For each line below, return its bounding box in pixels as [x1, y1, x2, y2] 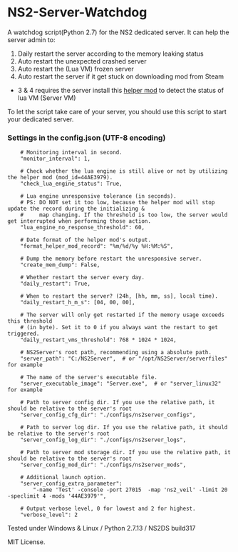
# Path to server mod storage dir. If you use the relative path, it [20, 449, 232, 456]
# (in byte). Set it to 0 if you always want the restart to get [20, 324, 219, 331]
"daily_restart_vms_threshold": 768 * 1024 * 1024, [20, 336, 177, 343]
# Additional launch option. [20, 474, 107, 481]
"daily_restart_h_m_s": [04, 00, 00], [20, 299, 135, 306]
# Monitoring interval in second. [20, 149, 123, 156]
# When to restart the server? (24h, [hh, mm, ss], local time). [20, 293, 219, 300]
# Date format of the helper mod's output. [20, 236, 152, 244]
